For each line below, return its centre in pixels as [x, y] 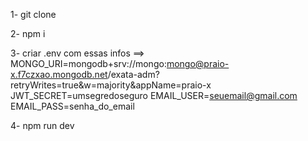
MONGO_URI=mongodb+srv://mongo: [88, 63]
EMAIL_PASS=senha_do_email [72, 106]
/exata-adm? [133, 74]
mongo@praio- [198, 63]
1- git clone [33, 14]
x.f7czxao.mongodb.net [59, 74]
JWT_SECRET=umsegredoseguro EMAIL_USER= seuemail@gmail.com [154, 95]
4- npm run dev [42, 125]
